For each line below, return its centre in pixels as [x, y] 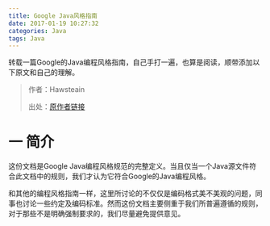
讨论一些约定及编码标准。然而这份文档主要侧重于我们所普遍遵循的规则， [142, 203]
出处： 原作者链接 [56, 107]
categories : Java [37, 31]
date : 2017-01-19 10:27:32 [54, 23]
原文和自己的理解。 [47, 73]
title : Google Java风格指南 [53, 16]
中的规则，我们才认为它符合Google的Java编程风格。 [123, 176]
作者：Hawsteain [56, 90]
